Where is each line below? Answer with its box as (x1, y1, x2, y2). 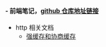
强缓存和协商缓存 (25, 32, 76, 41)
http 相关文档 (15, 23, 54, 32)
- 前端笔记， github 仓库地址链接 (5, 6, 99, 15)
